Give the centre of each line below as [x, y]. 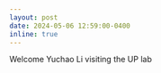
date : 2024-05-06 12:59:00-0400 [70, 26]
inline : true [34, 34]
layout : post [34, 17]
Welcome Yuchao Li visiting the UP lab [81, 60]
